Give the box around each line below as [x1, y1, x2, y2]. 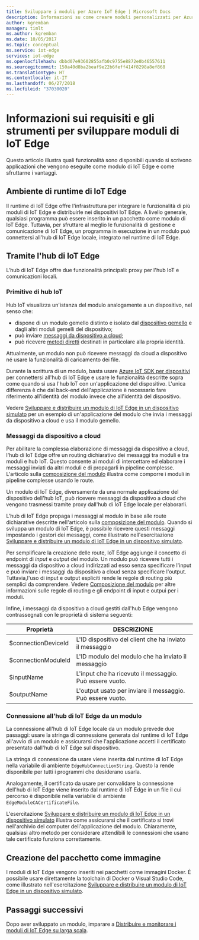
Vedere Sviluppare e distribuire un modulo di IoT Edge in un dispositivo [6, 404, 179, 411]
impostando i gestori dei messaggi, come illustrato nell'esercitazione [6, 531, 174, 538]
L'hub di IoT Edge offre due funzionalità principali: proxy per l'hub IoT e [6, 267, 179, 274]
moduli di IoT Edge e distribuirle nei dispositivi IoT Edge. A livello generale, [6, 209, 188, 216]
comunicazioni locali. [6, 273, 58, 280]
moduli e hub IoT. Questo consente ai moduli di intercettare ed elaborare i [6, 458, 185, 465]
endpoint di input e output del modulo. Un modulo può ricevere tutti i [6, 556, 174, 563]
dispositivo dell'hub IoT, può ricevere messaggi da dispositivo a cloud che [6, 494, 187, 502]
